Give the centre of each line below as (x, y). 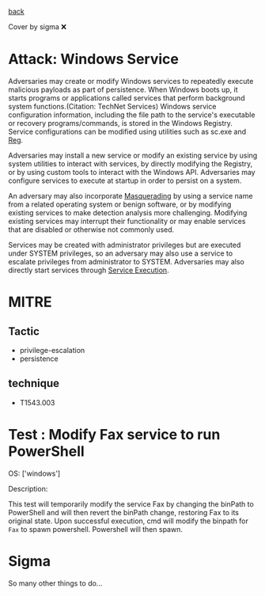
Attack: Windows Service (94, 59)
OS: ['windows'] (34, 473)
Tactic (24, 331)
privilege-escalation (52, 350)
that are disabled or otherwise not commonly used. (91, 230)
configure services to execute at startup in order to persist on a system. (125, 180)
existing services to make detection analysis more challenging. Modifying (128, 212)
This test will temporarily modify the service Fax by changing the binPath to (131, 504)
